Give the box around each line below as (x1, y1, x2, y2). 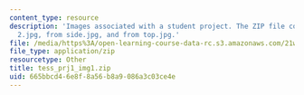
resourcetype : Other (9, 55, 88, 64)
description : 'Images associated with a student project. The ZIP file (9, 22, 285, 31)
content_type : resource (9, 13, 100, 23)
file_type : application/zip (9, 47, 116, 56)
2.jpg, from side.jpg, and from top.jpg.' (17, 30, 180, 39)
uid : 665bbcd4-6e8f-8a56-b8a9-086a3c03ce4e (9, 72, 176, 81)
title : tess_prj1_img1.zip (9, 64, 111, 73)
